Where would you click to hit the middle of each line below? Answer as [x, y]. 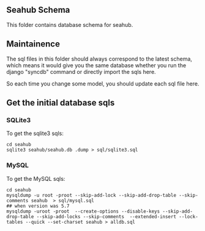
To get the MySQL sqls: [36, 178]
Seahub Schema [38, 10]
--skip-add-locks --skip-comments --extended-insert [106, 216]
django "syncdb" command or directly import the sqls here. [81, 71]
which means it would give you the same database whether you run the [96, 65]
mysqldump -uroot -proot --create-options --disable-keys [83, 211]
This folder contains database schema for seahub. [70, 24]
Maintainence [33, 44]
